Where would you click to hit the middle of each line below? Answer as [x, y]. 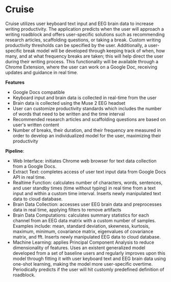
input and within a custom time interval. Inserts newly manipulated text [87, 193]
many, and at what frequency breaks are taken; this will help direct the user [84, 56]
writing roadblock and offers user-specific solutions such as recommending [85, 34]
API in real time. [29, 177]
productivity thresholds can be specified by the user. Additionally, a [76, 45]
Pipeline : [15, 151]
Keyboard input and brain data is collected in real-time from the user [84, 98]
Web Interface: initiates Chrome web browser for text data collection [84, 161]
